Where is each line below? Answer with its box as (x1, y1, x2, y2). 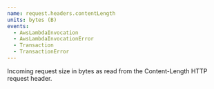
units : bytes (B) (7, 16, 57, 23)
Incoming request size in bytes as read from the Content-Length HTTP (7, 66, 208, 75)
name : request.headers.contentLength (7, 10, 116, 17)
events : (7, 23, 30, 29)
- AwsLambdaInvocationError (13, 36, 95, 42)
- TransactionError (13, 49, 70, 55)
